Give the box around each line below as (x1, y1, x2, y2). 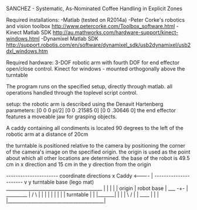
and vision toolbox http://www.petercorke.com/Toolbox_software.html (6, 23, 175, 29)
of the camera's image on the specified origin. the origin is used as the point (6, 148, 191, 155)
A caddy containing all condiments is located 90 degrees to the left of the (6, 125, 184, 131)
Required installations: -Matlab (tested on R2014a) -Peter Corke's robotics (6, 16, 185, 23)
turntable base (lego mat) (32, 179, 94, 185)
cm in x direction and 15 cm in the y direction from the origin (6, 161, 151, 168)
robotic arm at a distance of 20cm (6, 131, 89, 138)
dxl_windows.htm (6, 48, 48, 55)
